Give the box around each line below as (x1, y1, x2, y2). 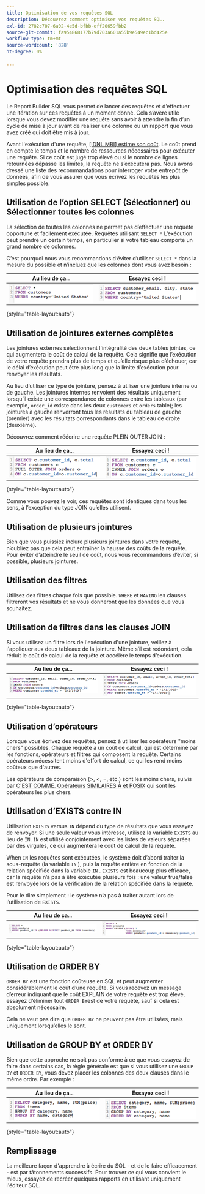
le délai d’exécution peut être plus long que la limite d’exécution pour (6, 364, 179, 371)
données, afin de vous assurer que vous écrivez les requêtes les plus (6, 173, 181, 180)
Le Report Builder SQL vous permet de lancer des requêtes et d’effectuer (6, 102, 190, 110)
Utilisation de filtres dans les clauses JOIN (6, 622, 171, 633)
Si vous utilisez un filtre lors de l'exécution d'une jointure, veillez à (6, 638, 172, 646)
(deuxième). (6, 421, 37, 429)
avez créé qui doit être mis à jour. (6, 129, 90, 136)
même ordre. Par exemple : (6, 1076, 74, 1083)
